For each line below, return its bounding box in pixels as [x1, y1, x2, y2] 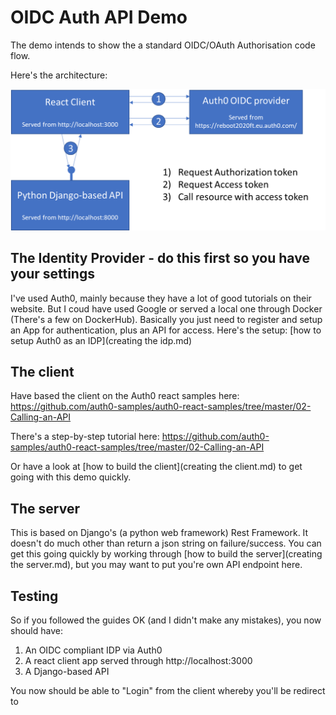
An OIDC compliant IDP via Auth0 [24, 644, 163, 656]
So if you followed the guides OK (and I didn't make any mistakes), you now [10, 614, 322, 626]
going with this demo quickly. [10, 471, 132, 483]
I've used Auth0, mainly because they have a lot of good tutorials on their [10, 292, 312, 304]
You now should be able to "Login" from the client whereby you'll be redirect [10, 685, 326, 697]
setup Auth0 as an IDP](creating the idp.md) [10, 334, 193, 346]
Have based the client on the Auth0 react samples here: [10, 390, 240, 402]
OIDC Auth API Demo [10, 6, 188, 29]
